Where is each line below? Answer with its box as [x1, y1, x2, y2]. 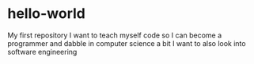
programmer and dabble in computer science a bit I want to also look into [7, 38, 246, 48]
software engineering [7, 47, 78, 56]
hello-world [7, 5, 86, 23]
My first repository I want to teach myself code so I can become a [7, 30, 222, 40]
